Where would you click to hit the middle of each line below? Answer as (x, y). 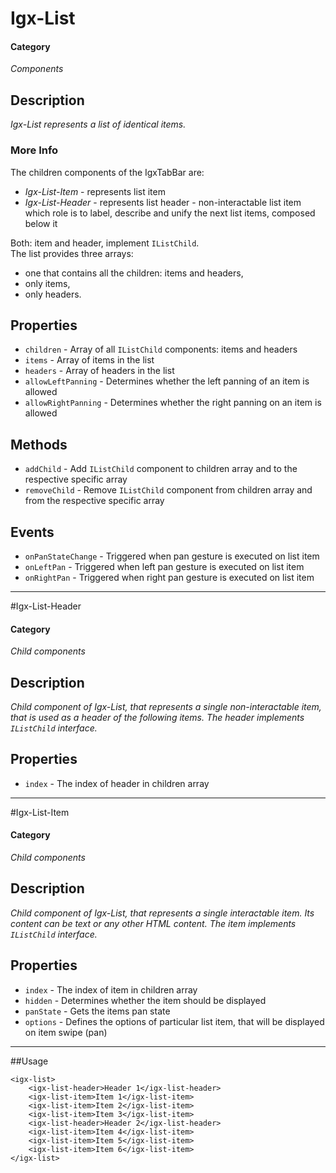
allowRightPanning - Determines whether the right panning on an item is (173, 403)
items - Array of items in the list (89, 360)
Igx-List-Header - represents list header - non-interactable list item (163, 202)
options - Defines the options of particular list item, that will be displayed (174, 1021)
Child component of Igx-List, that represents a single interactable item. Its (162, 913)
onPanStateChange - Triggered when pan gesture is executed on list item (172, 556)
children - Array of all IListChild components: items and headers (161, 349)
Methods (39, 444)
